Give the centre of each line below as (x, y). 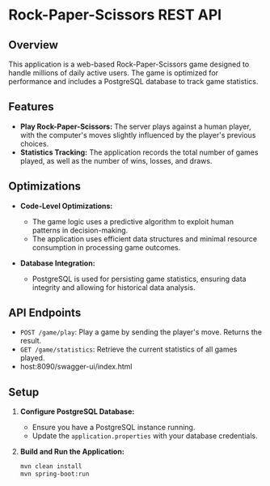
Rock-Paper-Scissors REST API (115, 15)
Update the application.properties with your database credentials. (145, 436)
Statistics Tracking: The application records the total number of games (139, 152)
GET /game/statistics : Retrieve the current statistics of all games (129, 349)
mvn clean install (51, 467)
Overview (34, 45)
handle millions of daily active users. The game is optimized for (114, 73)
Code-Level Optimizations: (66, 206)
